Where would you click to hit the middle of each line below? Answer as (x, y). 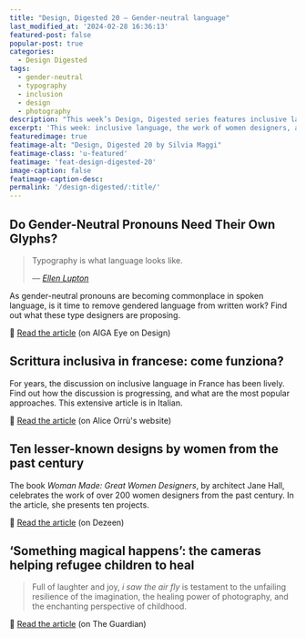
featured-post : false (51, 35)
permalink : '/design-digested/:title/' (85, 188)
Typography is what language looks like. (107, 260)
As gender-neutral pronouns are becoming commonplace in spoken (137, 295)
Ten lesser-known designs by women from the (144, 449)
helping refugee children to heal (102, 565)
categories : (32, 52)
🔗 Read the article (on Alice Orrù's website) (91, 420)
